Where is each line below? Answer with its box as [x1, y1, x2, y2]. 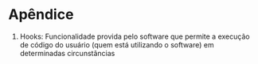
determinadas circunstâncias [19, 48, 115, 58]
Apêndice [8, 6, 74, 24]
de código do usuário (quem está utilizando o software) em [19, 40, 214, 49]
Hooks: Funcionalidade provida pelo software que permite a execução [19, 32, 250, 41]
